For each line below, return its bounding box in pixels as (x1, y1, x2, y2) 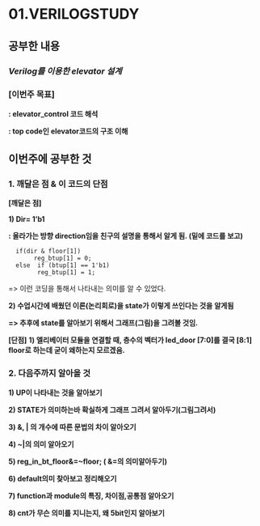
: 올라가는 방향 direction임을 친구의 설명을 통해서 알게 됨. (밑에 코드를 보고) (8, 231, 244, 241)
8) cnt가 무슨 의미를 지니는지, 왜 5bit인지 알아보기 (8, 507, 166, 518)
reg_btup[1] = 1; (37, 269, 95, 277)
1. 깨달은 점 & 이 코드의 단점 (8, 179, 108, 190)
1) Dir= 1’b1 (8, 214, 45, 224)
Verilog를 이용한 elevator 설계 (8, 66, 123, 77)
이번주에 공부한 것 (8, 152, 92, 166)
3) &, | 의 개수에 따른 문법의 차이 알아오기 (8, 422, 136, 431)
